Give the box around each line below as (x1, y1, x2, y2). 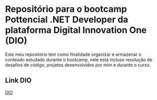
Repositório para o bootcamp (5, 3, 127, 15)
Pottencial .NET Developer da (5, 14, 129, 25)
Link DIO (5, 76, 32, 85)
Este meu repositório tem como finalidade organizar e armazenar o (5, 51, 142, 57)
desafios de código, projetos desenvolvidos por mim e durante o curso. (5, 62, 151, 68)
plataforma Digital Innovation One (5, 25, 147, 36)
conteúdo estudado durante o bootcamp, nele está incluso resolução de (5, 56, 153, 62)
